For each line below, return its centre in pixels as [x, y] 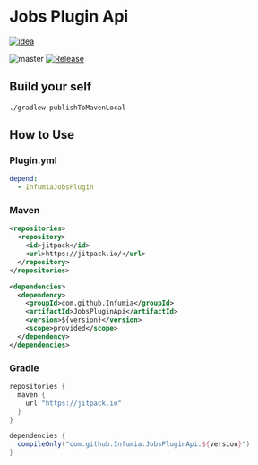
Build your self [51, 87]
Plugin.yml [33, 160]
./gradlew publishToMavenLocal [68, 108]
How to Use [42, 135]
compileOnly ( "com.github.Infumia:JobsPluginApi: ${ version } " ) [134, 444]
